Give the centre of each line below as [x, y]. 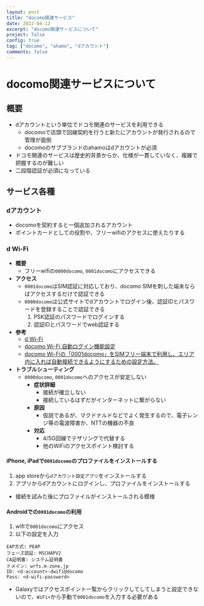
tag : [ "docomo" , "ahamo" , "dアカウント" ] [58, 47]
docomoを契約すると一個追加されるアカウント [74, 225]
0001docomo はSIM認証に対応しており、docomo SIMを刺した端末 [104, 286]
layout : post [23, 12]
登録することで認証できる [73, 309]
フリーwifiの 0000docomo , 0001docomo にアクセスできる [90, 271]
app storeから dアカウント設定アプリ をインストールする [81, 475]
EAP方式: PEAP [24, 547]
